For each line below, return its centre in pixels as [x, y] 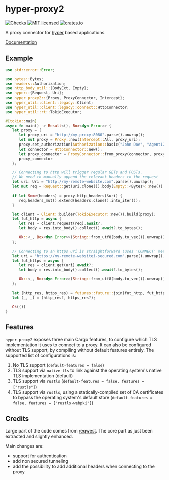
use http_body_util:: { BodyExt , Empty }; [47, 88]
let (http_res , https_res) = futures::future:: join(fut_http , [78, 293]
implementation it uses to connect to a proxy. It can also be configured [78, 345]
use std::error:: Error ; [30, 70]
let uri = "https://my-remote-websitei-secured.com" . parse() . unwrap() [88, 256]
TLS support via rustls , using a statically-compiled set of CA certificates [88, 392]
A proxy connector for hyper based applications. [55, 32]
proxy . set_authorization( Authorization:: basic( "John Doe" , [81, 145]
